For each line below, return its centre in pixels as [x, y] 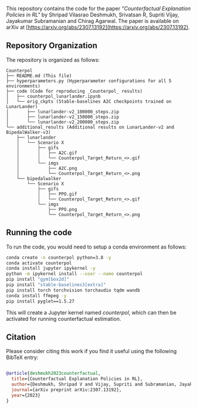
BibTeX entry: [22, 357]
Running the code [39, 232]
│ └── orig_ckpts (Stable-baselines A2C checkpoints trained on [89, 101]
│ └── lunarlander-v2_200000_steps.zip [62, 122]
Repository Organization [52, 46]
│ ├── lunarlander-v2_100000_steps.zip [62, 112]
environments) [23, 86]
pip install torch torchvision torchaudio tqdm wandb [73, 290]
